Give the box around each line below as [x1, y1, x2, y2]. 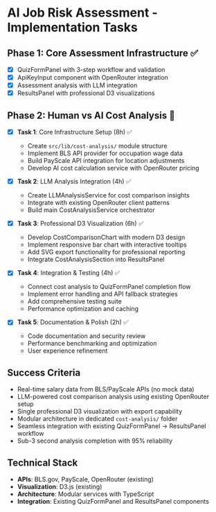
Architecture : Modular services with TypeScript [17, 490, 154, 498]
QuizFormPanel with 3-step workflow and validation [17, 66, 165, 73]
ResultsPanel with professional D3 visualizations [17, 89, 155, 98]
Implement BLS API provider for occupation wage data [27, 149, 183, 157]
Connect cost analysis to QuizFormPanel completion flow [27, 283, 191, 291]
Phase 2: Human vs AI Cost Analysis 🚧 [7, 109, 175, 121]
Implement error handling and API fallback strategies [27, 290, 178, 299]
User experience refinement [27, 346, 108, 355]
